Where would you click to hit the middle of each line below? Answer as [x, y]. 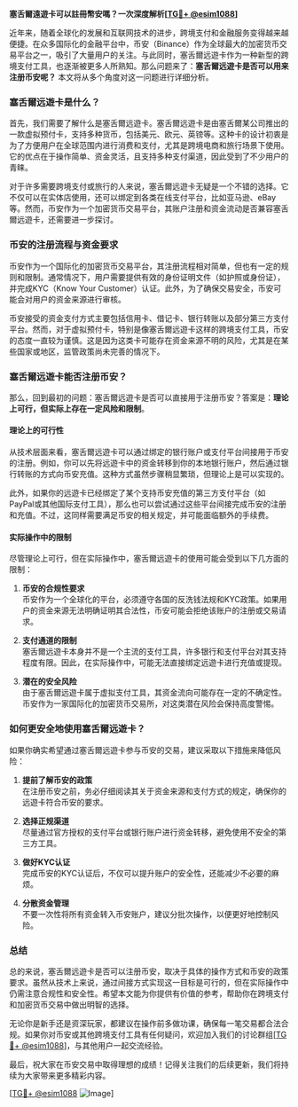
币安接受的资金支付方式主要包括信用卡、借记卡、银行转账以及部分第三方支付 [149, 318]
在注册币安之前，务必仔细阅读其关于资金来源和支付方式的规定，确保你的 [154, 791]
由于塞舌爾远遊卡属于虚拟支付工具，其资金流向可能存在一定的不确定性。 [154, 693]
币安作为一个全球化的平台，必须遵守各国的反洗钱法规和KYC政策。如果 [150, 600]
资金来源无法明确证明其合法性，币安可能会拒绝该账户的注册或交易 [158, 610]
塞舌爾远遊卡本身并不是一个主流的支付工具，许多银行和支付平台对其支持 [154, 652]
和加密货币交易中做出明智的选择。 [71, 1004]
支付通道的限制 [49, 640]
